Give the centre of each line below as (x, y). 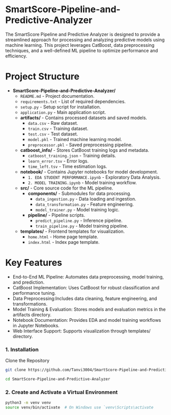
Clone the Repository (27, 361)
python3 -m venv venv (28, 403)
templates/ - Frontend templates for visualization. (73, 231)
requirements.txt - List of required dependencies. (73, 101)
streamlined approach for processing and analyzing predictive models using (85, 40)
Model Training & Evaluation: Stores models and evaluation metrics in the (89, 309)
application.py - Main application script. (63, 112)
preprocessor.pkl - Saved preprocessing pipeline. (80, 145)
